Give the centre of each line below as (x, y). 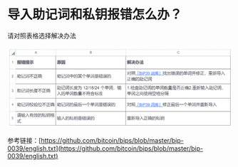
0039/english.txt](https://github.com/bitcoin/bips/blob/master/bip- (105, 148)
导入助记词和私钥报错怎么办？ (95, 15)
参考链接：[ (24, 140)
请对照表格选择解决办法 (42, 36)
